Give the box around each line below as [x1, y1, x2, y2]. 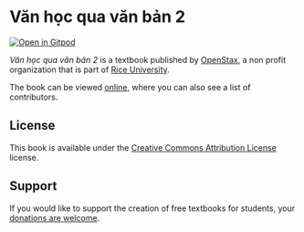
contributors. [9, 91, 58, 102]
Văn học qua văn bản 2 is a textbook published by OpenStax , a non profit [9, 54, 286, 65]
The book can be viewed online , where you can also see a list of [9, 81, 251, 92]
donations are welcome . [9, 212, 100, 223]
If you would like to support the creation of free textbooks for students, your [9, 203, 295, 214]
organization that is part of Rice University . [9, 64, 171, 75]
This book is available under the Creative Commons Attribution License [9, 142, 277, 153]
